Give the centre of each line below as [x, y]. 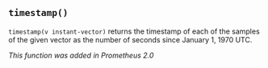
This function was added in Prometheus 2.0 [81, 55]
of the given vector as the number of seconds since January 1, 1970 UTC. [130, 39]
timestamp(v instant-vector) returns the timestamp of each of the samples [134, 31]
